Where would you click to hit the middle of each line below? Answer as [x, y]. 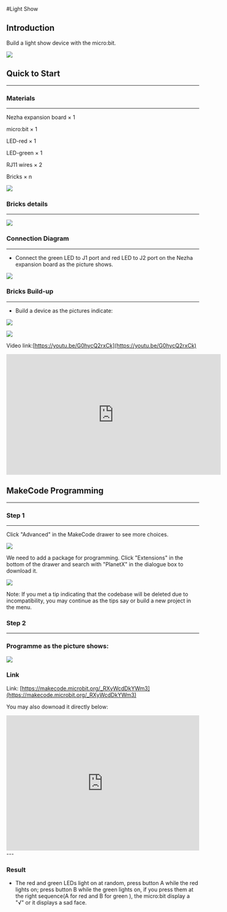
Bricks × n [19, 177]
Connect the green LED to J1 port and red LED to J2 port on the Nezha [104, 257]
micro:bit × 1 [22, 129]
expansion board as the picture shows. [64, 264]
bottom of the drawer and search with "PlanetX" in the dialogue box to [95, 564]
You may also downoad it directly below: [57, 707]
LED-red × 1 [21, 141]
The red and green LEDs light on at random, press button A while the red [107, 883]
